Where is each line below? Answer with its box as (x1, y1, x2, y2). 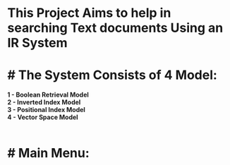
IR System (7, 35, 68, 51)
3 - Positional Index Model (7, 106, 86, 114)
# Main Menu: (7, 145, 90, 161)
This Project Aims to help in (7, 5, 171, 21)
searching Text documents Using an (7, 20, 224, 36)
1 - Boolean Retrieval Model (7, 90, 90, 99)
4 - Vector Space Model (7, 113, 79, 121)
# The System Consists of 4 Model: (7, 67, 217, 83)
